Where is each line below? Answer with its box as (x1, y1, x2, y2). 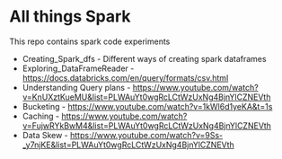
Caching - (22, 110, 60, 121)
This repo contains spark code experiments (9, 36, 171, 47)
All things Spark (9, 6, 132, 27)
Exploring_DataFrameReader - (22, 63, 135, 74)
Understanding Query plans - (22, 82, 131, 93)
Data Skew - (22, 129, 69, 140)
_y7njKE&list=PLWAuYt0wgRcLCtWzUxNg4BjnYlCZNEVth (22, 139, 235, 150)
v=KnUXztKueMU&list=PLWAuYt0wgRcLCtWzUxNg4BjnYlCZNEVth (22, 92, 271, 102)
